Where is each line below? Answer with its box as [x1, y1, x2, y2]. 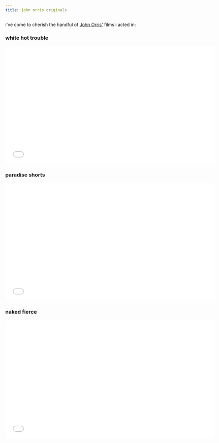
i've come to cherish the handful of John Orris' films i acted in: [5, 21, 136, 28]
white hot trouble [5, 34, 49, 41]
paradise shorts [5, 171, 45, 178]
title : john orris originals [5, 7, 67, 13]
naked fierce [5, 308, 37, 316]
